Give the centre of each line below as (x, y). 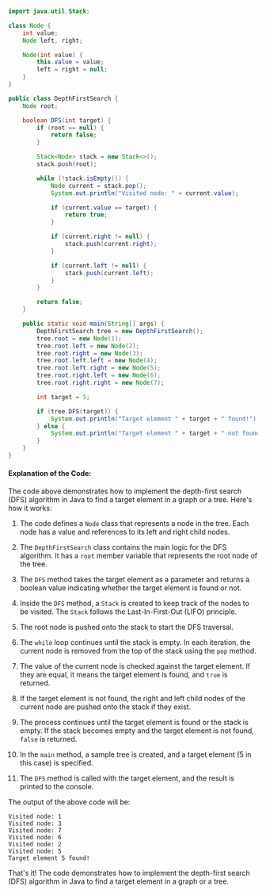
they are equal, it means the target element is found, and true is (123, 675)
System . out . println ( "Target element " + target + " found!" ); (155, 419)
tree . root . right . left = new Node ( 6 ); (99, 376)
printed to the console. (57, 787)
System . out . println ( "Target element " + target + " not (144, 434)
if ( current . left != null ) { (99, 266)
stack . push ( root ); (67, 164)
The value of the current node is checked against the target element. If (135, 666)
